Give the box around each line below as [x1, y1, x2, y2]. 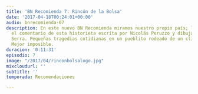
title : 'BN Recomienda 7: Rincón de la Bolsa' [6, 8, 123, 15]
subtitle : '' [6, 69, 38, 75]
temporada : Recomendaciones [6, 74, 75, 80]
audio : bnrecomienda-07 [6, 19, 65, 25]
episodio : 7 [6, 52, 35, 58]
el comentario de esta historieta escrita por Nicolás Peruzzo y [11, 31, 176, 36]
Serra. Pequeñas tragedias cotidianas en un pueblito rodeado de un [11, 36, 183, 42]
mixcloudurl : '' [6, 63, 46, 69]
